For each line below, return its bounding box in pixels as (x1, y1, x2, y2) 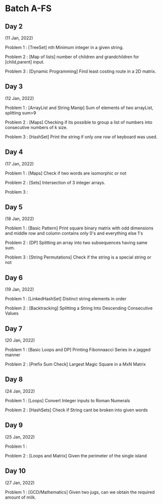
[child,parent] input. (5, 59, 45, 65)
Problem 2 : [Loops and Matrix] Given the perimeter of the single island (5, 453, 147, 458)
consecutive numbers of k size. (5, 124, 68, 130)
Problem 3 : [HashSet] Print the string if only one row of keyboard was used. (5, 134, 158, 140)
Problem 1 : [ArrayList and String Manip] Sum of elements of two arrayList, (5, 105, 154, 111)
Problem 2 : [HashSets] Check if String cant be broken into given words (5, 407, 148, 413)
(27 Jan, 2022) (5, 480, 35, 486)
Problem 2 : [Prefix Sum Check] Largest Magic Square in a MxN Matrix (5, 361, 146, 367)
